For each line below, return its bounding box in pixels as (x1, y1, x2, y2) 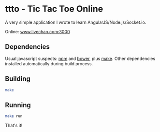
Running (5, 101, 31, 109)
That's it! (5, 122, 23, 129)
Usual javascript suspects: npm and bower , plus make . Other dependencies (5, 56, 156, 61)
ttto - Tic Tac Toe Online (5, 3, 103, 15)
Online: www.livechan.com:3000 (5, 29, 70, 34)
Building (5, 75, 30, 83)
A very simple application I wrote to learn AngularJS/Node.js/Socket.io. (5, 19, 146, 25)
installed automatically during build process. (5, 60, 93, 66)
